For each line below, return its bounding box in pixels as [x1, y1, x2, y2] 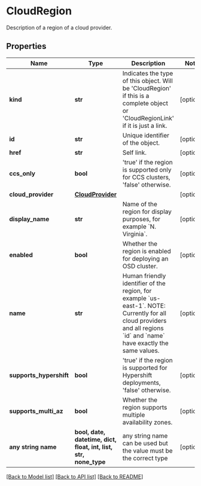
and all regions [122, 324, 164, 332]
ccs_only [9, 169, 36, 178]
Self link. [122, 148, 147, 157]
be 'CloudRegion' [122, 84, 172, 92]
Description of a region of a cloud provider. [6, 24, 112, 31]
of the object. [122, 139, 160, 147]
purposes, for [122, 215, 160, 223]
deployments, [122, 378, 161, 387]
